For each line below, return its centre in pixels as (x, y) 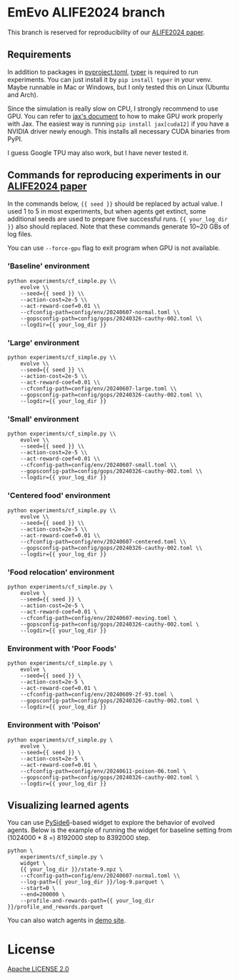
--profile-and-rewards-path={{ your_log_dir (87, 901)
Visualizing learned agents (68, 805)
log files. (20, 234)
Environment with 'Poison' (54, 725)
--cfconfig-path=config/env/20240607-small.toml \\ (98, 465)
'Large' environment (44, 342)
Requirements (39, 55)
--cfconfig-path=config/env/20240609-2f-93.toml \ (97, 695)
